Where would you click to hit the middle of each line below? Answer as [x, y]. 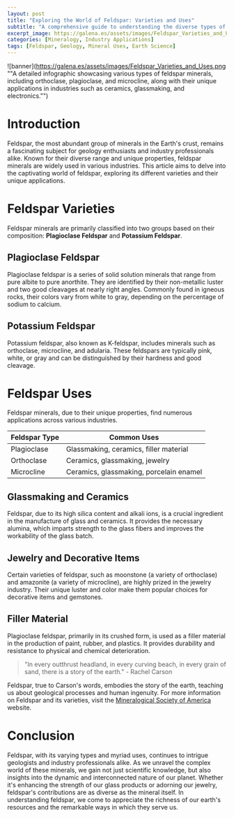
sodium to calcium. [34, 304]
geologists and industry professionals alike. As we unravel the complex [109, 762]
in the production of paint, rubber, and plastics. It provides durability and [111, 643]
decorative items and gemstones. [55, 597]
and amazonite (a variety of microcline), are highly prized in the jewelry [109, 582]
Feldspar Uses [49, 393]
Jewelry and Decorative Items [73, 558]
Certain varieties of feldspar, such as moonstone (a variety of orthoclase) [112, 575]
